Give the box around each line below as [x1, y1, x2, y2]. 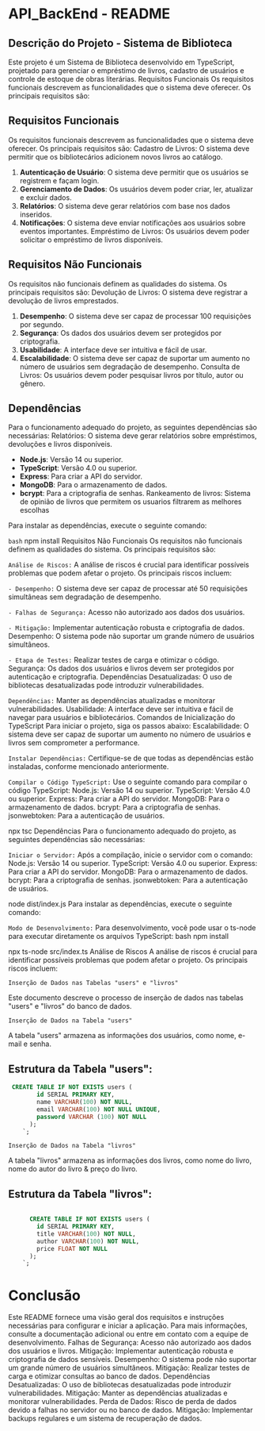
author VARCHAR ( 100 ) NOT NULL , [36, 1237, 140, 1245]
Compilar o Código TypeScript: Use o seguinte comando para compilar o [8, 777, 248, 787]
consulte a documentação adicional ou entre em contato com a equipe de [8, 1329, 249, 1339]
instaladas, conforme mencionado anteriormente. [8, 762, 169, 771]
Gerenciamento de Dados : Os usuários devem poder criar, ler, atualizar [19, 184, 253, 194]
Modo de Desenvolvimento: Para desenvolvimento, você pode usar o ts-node [8, 923, 256, 933]
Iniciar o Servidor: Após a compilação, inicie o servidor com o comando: [8, 850, 253, 860]
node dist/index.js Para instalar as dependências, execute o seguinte [8, 899, 233, 909]
